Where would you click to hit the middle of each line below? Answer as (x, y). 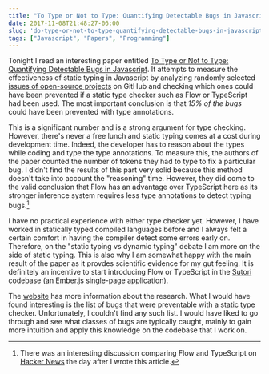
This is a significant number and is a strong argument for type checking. (127, 127)
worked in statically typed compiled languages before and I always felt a (128, 229)
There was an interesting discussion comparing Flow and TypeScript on (139, 352)
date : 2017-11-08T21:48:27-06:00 (64, 23)
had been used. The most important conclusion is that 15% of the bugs (125, 103)
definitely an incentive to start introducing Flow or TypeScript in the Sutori (130, 271)
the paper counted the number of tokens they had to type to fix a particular (132, 162)
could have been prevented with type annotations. (91, 112)
